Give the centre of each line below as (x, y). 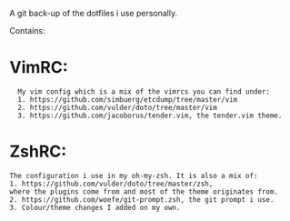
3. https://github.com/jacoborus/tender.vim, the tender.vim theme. (150, 116)
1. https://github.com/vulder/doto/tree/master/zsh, (111, 184)
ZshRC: (38, 151)
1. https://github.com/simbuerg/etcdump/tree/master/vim (128, 99)
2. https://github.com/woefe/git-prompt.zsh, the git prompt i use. (142, 199)
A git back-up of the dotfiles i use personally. (94, 13)
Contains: (27, 30)
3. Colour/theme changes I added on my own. (95, 207)
